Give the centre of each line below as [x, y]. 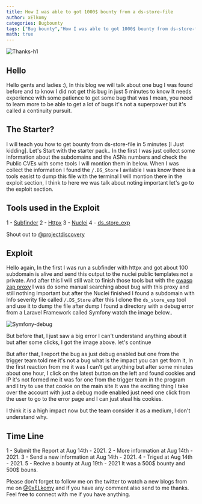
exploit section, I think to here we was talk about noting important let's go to [100, 182]
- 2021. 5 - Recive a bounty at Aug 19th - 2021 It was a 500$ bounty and [96, 464]
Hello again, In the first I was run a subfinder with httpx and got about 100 [97, 268]
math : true [20, 34]
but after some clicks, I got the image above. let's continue [79, 342]
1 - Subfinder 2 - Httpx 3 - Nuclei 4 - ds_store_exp [68, 222]
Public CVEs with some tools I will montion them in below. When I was [93, 163]
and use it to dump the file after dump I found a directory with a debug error [100, 306]
